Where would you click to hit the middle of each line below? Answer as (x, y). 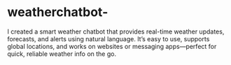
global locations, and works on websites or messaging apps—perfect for (112, 46)
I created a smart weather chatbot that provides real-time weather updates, (116, 31)
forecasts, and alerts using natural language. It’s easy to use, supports (108, 38)
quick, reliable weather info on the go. (62, 54)
